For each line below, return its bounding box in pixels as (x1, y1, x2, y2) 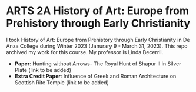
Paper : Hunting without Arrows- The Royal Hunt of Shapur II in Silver (14, 60, 181, 67)
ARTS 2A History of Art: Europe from (6, 4, 190, 18)
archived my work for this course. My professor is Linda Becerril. (6, 48, 164, 55)
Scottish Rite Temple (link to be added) (14, 78, 109, 86)
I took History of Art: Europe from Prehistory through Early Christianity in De (6, 36, 190, 43)
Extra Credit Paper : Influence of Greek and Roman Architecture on (14, 73, 177, 80)
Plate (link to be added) (14, 66, 72, 73)
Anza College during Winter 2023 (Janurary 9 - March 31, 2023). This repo (6, 42, 188, 50)
